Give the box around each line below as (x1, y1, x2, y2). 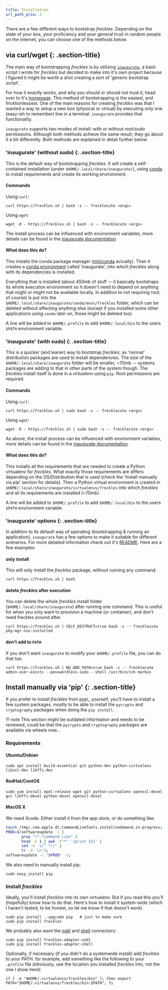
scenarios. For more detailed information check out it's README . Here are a (5, 539, 162, 545)
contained (5, 165, 26, 171)
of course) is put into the (5, 294, 56, 300)
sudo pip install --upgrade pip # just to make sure (5, 914, 122, 920)
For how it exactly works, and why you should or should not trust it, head (5, 89, 155, 95)
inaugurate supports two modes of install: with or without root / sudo (5, 126, 145, 132)
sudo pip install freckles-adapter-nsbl (5, 937, 91, 942)
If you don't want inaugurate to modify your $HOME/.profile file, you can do (5, 650, 161, 656)
